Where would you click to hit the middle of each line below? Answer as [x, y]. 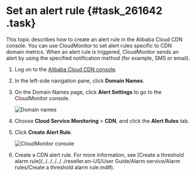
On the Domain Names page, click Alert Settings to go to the [88, 92]
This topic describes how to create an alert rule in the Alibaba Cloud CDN [94, 39]
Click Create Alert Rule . [43, 132]
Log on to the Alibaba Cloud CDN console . [66, 69]
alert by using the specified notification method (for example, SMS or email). [98, 58]
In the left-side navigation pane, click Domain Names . [79, 81]
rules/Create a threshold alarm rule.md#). [64, 167]
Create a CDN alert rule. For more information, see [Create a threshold [99, 155]
